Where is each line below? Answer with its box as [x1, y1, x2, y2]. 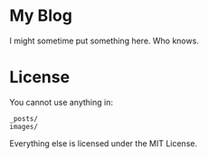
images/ [9, 122, 39, 131]
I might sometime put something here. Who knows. [9, 35, 199, 46]
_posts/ [9, 114, 39, 123]
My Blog [9, 5, 72, 26]
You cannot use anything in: [9, 97, 113, 107]
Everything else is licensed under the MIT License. [9, 137, 197, 149]
